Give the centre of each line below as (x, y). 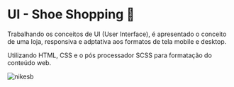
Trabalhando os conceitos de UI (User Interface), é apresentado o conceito (117, 34)
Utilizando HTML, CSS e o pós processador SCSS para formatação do (110, 55)
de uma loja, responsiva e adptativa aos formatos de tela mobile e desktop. (117, 41)
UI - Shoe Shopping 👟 (71, 14)
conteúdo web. (29, 62)
